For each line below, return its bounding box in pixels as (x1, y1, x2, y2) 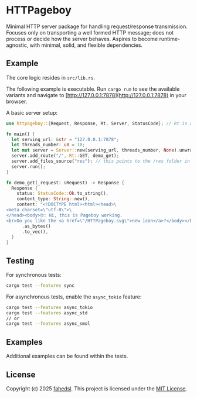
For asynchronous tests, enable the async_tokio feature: (6, 293, 142, 300)
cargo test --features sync (6, 282, 75, 289)
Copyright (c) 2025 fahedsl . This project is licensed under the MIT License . (6, 385, 188, 392)
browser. (6, 98, 28, 105)
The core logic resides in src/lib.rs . (6, 74, 95, 81)
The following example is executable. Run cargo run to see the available (6, 85, 180, 92)
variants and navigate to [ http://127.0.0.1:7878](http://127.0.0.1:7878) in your (6, 91, 186, 98)
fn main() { (6, 131, 35, 137)
